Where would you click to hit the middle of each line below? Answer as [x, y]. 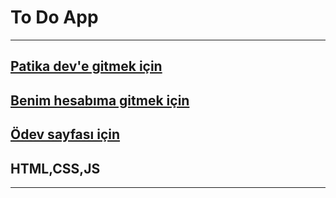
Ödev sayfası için [65, 134]
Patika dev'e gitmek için [86, 66]
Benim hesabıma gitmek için [100, 100]
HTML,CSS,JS [55, 168]
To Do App [54, 17]
